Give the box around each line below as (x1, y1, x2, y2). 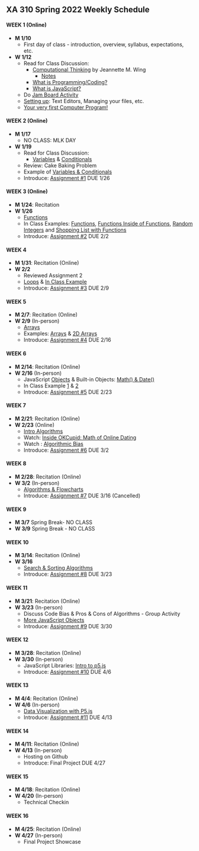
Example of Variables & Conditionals (23, 168, 113, 175)
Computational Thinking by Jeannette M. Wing (32, 66, 146, 73)
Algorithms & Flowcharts (23, 486, 84, 493)
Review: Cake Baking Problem (23, 162, 97, 169)
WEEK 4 (6, 246, 27, 253)
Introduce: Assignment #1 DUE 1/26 (23, 174, 110, 181)
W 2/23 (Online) (14, 421, 55, 428)
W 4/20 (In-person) (14, 792, 63, 799)
